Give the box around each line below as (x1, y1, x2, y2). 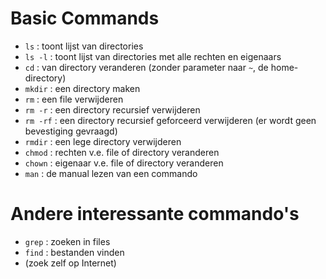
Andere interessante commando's (10, 203, 300, 226)
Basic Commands (10, 7, 160, 30)
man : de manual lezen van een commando (24, 167, 198, 179)
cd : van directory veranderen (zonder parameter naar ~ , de (24, 61, 269, 73)
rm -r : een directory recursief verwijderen (24, 103, 201, 116)
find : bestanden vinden (24, 246, 125, 258)
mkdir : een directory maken (24, 82, 141, 94)
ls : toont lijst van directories (24, 40, 144, 52)
